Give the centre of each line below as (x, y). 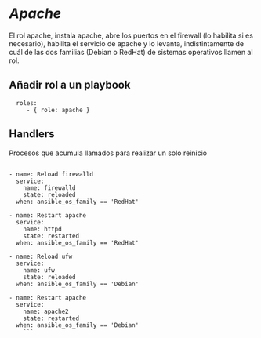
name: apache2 (46, 311)
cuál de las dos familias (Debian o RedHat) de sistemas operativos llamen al (131, 52)
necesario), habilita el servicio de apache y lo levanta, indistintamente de (127, 43)
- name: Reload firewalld (51, 174)
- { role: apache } (58, 110)
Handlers (32, 134)
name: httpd (42, 229)
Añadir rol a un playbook (70, 85)
